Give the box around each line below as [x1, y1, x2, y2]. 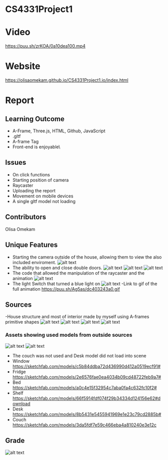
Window [12, 358, 30, 364]
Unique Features [5, 241, 58, 249]
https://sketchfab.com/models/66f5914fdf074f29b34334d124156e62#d [12, 395, 161, 401]
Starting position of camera [12, 177, 69, 183]
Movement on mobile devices [12, 193, 73, 199]
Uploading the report [12, 187, 56, 193]
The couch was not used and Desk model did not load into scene [12, 352, 146, 359]
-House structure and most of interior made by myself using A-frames [5, 314, 149, 320]
